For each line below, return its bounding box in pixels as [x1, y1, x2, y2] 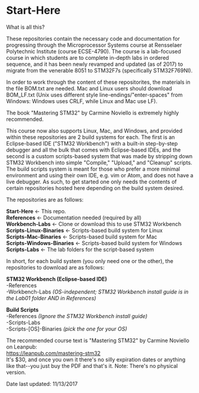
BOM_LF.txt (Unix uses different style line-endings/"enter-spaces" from [6, 91, 183, 98]
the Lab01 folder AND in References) [6, 294, 97, 301]
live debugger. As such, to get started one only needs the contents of [6, 178, 177, 185]
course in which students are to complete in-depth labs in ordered [6, 54, 169, 61]
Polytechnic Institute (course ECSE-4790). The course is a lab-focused [6, 47, 181, 55]
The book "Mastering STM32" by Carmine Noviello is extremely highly [6, 109, 179, 116]
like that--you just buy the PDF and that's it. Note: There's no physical [6, 362, 178, 369]
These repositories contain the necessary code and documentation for [6, 35, 180, 42]
